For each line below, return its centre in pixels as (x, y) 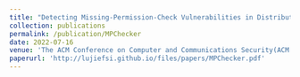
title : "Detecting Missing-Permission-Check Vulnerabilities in (131, 17)
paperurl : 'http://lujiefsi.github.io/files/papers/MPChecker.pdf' (137, 58)
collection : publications (57, 26)
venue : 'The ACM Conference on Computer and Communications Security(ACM (150, 50)
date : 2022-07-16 (42, 42)
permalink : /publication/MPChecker (75, 34)
